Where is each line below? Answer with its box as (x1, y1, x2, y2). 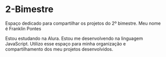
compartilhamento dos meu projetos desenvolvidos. (5, 46, 114, 52)
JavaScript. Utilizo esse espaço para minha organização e (5, 40, 126, 46)
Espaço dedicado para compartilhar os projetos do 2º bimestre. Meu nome (5, 20, 161, 26)
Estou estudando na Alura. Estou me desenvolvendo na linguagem (5, 35, 143, 41)
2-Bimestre (5, 4, 54, 15)
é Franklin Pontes (5, 25, 41, 31)
